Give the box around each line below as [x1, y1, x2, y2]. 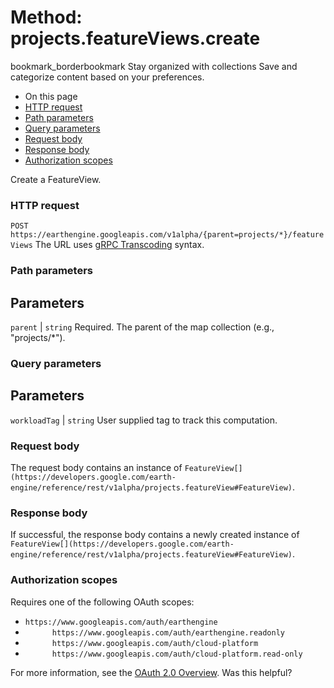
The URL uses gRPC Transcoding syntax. [34, 239, 205, 251]
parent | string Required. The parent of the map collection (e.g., [10, 321, 275, 333]
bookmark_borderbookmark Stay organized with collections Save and [10, 60, 298, 72]
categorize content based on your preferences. [10, 71, 205, 83]
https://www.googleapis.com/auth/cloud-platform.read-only [51, 649, 303, 659]
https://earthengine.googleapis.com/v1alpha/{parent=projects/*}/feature [10, 230, 325, 240]
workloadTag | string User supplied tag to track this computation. [10, 414, 278, 426]
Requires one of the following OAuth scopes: [10, 596, 195, 608]
